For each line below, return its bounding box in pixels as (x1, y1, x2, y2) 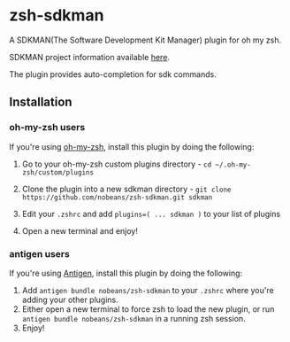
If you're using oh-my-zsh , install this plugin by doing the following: (9, 141, 255, 152)
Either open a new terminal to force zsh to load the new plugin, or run (21, 303, 275, 315)
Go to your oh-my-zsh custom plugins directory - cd (21, 159, 212, 169)
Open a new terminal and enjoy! (21, 225, 139, 236)
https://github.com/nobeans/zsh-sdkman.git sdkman (21, 192, 213, 202)
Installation (9, 95, 72, 110)
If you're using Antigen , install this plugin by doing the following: (9, 268, 243, 278)
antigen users (9, 247, 71, 260)
